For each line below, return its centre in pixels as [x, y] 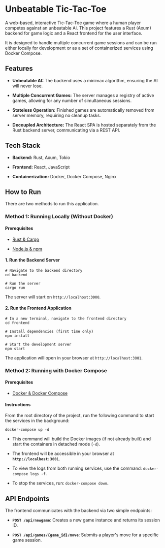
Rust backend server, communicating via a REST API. [66, 130]
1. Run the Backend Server [33, 260]
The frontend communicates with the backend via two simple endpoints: [78, 511]
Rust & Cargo [26, 239]
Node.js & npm [27, 249]
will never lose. [27, 86]
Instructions [18, 404]
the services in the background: [37, 421]
